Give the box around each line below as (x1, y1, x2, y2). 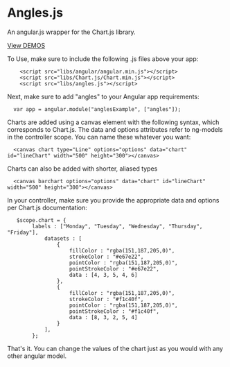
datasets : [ (44, 234, 82, 242)
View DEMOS (7, 41, 46, 49)
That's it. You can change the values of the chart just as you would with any (7, 344, 224, 352)
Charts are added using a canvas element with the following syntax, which (7, 118, 220, 126)
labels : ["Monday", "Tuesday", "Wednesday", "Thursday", (32, 223, 203, 230)
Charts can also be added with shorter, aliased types (7, 164, 158, 173)
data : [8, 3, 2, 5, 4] (69, 314, 138, 321)
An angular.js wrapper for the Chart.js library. (7, 28, 136, 36)
